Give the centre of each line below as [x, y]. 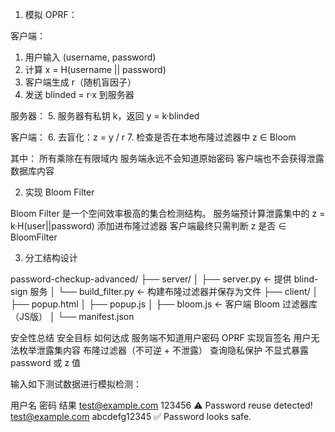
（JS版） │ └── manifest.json [72, 316]
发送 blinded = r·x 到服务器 [79, 94]
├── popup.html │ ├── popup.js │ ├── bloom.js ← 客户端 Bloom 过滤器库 [164, 304]
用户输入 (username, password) [90, 57]
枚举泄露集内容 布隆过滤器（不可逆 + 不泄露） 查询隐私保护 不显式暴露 [163, 350]
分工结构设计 [51, 257]
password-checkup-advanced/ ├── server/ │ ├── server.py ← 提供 [151, 279]
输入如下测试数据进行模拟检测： [76, 384]
